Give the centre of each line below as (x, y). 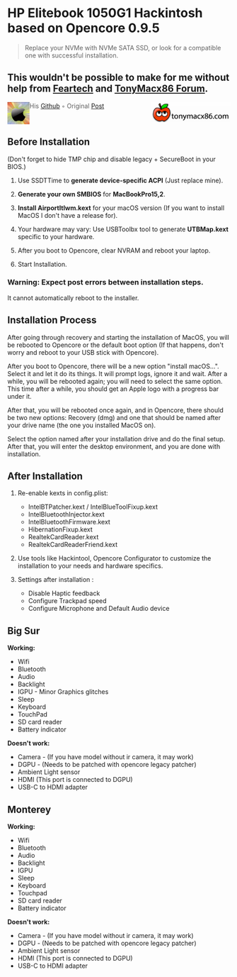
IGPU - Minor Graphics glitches (63, 692)
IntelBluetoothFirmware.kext (69, 522)
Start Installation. (42, 264)
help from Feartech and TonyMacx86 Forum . (108, 89)
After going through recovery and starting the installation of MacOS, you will (118, 337)
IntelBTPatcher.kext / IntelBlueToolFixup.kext (93, 507)
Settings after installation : (56, 580)
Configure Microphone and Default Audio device (99, 609)
